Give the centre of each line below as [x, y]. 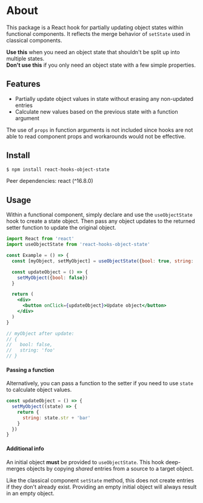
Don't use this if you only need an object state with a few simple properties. [101, 65]
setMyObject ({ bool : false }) [52, 278]
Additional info [25, 448]
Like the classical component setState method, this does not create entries [100, 480]
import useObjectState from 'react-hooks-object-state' [78, 245]
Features [23, 84]
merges [16, 468]
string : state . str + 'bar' [56, 418]
